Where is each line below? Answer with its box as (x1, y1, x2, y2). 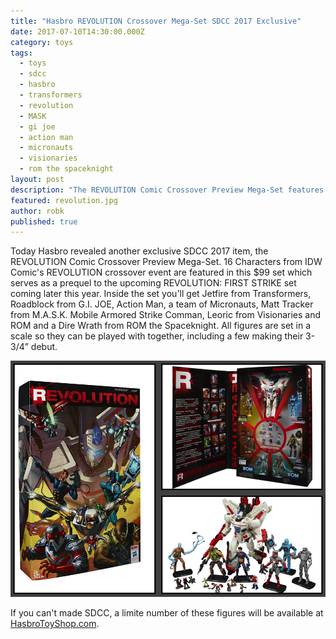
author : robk (10, 206, 65, 216)
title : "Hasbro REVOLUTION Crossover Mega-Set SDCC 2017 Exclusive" (10, 16, 302, 26)
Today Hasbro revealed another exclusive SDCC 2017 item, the (10, 245, 269, 257)
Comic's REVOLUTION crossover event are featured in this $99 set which (10, 266, 313, 279)
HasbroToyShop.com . (10, 618, 100, 630)
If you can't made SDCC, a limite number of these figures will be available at (10, 607, 324, 619)
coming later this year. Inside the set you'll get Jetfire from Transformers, (10, 288, 312, 300)
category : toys (10, 37, 74, 47)
